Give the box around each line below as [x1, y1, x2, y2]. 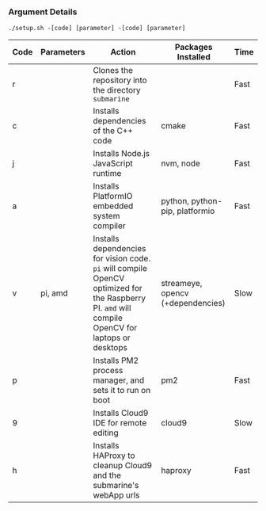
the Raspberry [93, 292, 146, 303]
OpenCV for [93, 322, 138, 334]
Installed [177, 51, 211, 63]
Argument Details [8, 6, 78, 17]
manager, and [93, 375, 145, 386]
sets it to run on [93, 385, 151, 396]
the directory [93, 85, 141, 96]
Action [110, 47, 136, 58]
